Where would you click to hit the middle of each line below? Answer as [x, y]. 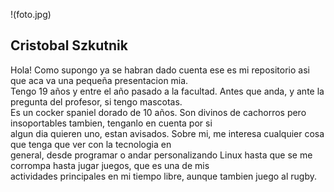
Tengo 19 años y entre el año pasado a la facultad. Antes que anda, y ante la [167, 91]
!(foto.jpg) [31, 14]
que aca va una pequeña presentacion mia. [99, 80]
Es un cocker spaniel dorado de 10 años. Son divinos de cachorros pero [158, 112]
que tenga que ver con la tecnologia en [91, 144]
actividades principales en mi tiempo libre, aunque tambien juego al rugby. [163, 176]
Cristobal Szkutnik [69, 45]
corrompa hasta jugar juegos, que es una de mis [110, 165]
